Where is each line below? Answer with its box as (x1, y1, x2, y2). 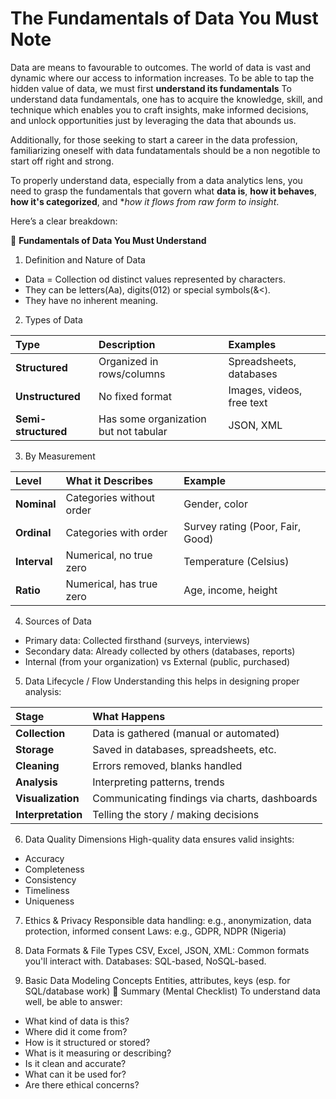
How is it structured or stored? (24, 1036, 151, 1048)
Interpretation (15, 807, 83, 821)
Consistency (24, 873, 77, 886)
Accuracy (24, 852, 65, 864)
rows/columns (98, 367, 166, 381)
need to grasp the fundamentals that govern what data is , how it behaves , (10, 185, 317, 197)
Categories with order (65, 525, 168, 539)
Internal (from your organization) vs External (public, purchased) (24, 655, 291, 667)
